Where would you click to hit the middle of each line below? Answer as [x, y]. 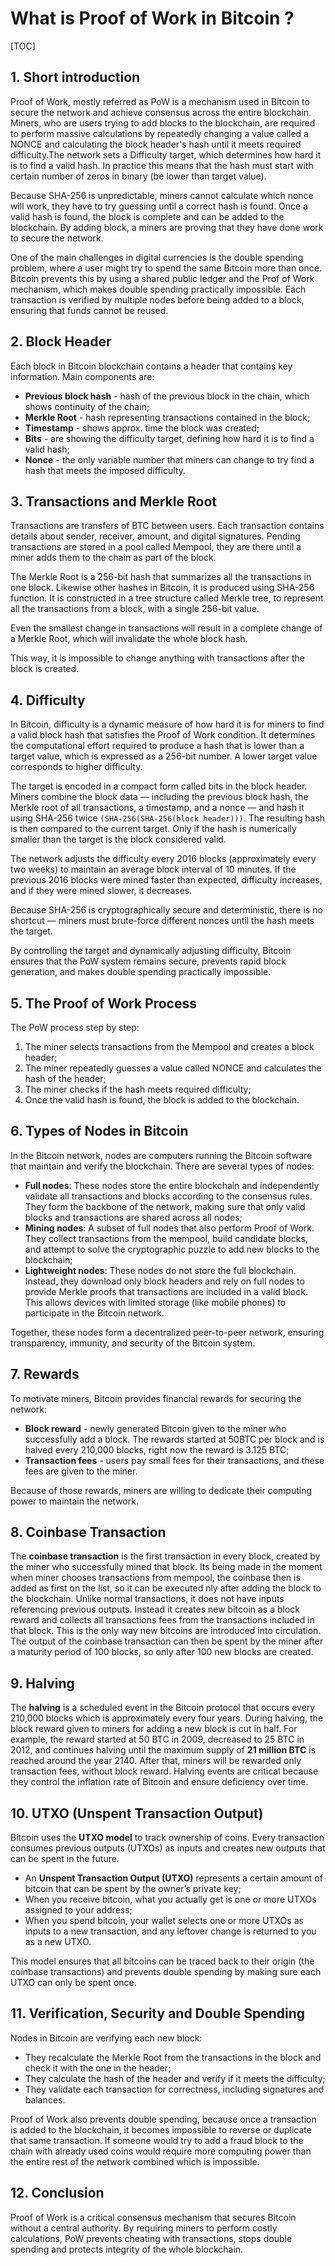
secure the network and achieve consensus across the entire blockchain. [161, 112]
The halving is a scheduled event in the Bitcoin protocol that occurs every [163, 1708]
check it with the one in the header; [98, 2068]
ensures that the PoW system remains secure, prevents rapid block [148, 961]
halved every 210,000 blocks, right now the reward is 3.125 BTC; [157, 1449]
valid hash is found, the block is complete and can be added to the [147, 216]
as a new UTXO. [58, 1942]
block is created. [45, 669]
